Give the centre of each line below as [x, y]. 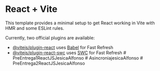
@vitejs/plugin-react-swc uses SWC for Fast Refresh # [69, 53]
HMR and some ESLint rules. [35, 28]
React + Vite [31, 9]
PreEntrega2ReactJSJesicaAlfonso [49, 63]
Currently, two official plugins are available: [50, 38]
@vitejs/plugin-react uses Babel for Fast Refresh [63, 47]
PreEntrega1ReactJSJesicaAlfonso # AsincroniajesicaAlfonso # [78, 58]
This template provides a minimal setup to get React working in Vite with [80, 23]
